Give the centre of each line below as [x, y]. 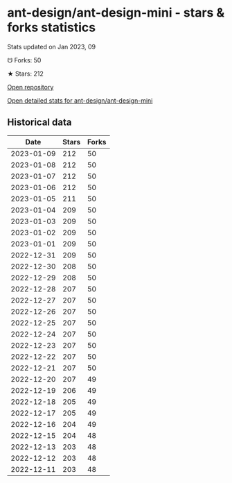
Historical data [39, 122]
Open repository [30, 87]
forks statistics [51, 27]
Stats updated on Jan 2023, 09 [52, 46]
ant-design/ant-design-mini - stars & [116, 13]
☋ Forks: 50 [24, 60]
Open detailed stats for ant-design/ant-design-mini [80, 100]
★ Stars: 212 [25, 74]
